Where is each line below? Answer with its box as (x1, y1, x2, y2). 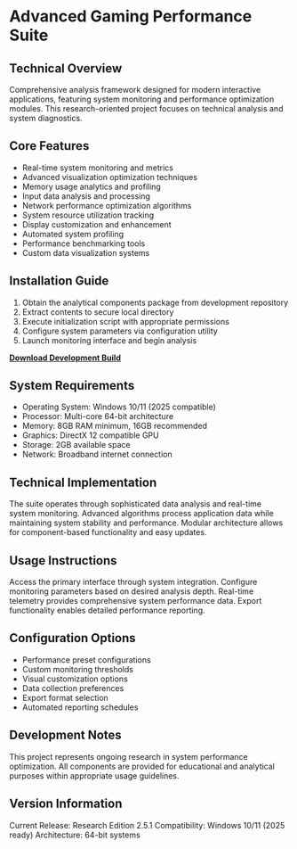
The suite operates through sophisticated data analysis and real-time (9, 499, 262, 509)
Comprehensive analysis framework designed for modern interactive (9, 85, 261, 95)
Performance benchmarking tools (21, 238, 146, 249)
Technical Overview (9, 61, 123, 76)
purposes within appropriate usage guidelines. (9, 770, 180, 781)
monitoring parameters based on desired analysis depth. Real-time (9, 586, 254, 597)
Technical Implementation (9, 474, 157, 490)
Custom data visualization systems (21, 247, 150, 258)
